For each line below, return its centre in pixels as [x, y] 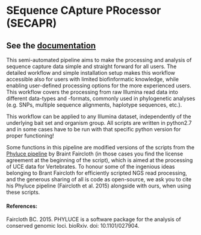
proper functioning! [30, 136]
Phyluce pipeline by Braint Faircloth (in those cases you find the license [95, 154]
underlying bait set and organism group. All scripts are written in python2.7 [99, 123]
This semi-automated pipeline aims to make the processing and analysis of [99, 60]
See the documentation [51, 45]
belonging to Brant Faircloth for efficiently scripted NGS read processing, [97, 173]
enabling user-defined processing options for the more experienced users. [99, 86]
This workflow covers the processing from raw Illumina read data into [92, 92]
